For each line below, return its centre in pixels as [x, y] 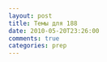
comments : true [34, 38]
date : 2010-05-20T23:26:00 [54, 31]
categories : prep [38, 46]
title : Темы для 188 [43, 23]
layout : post [30, 16]
